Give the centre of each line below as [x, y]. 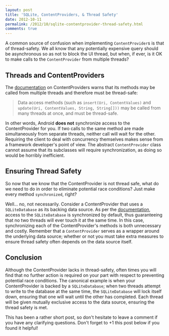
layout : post [19, 10]
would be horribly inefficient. [35, 155]
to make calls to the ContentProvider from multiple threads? [67, 59]
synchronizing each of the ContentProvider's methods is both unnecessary [83, 225]
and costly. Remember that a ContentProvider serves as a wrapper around [82, 231]
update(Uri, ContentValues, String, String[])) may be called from [89, 108]
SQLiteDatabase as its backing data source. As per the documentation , [78, 209]
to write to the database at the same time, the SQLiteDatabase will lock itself [83, 291]
